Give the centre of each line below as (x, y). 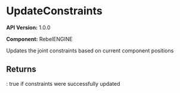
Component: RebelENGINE (39, 39)
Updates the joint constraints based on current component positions (90, 50)
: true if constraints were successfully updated (63, 83)
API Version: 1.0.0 (28, 27)
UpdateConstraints (54, 11)
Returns (21, 69)
